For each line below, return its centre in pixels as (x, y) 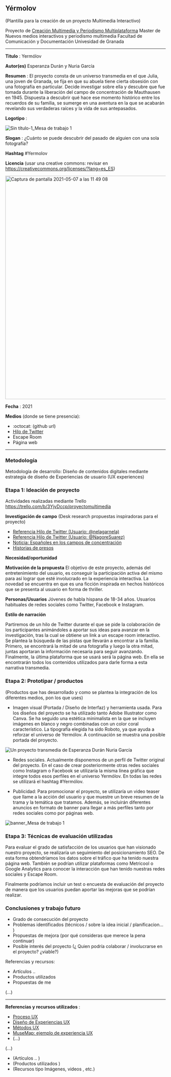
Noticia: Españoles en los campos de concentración (67, 543)
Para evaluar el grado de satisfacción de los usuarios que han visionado (81, 847)
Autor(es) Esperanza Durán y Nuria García (50, 66)
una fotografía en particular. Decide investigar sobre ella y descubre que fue (85, 87)
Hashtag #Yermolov (26, 153)
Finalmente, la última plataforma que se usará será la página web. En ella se (85, 657)
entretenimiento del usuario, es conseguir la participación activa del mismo (84, 573)
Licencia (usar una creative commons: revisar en (57, 163)
